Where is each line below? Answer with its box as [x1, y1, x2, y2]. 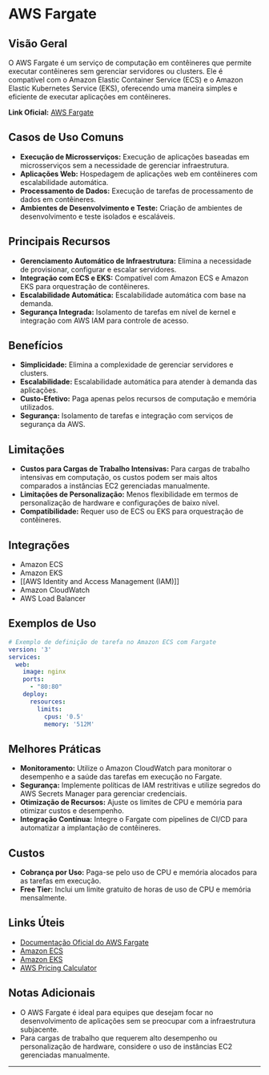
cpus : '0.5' [43, 712, 84, 721]
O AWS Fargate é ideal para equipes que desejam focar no [19, 1007, 214, 1017]
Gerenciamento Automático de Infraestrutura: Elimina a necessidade [19, 256, 252, 265]
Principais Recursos [8, 235, 110, 248]
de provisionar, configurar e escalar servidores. [19, 264, 177, 274]
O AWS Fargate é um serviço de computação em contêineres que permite [8, 58, 252, 67]
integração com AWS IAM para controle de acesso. [19, 316, 189, 325]
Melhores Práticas [8, 742, 102, 755]
